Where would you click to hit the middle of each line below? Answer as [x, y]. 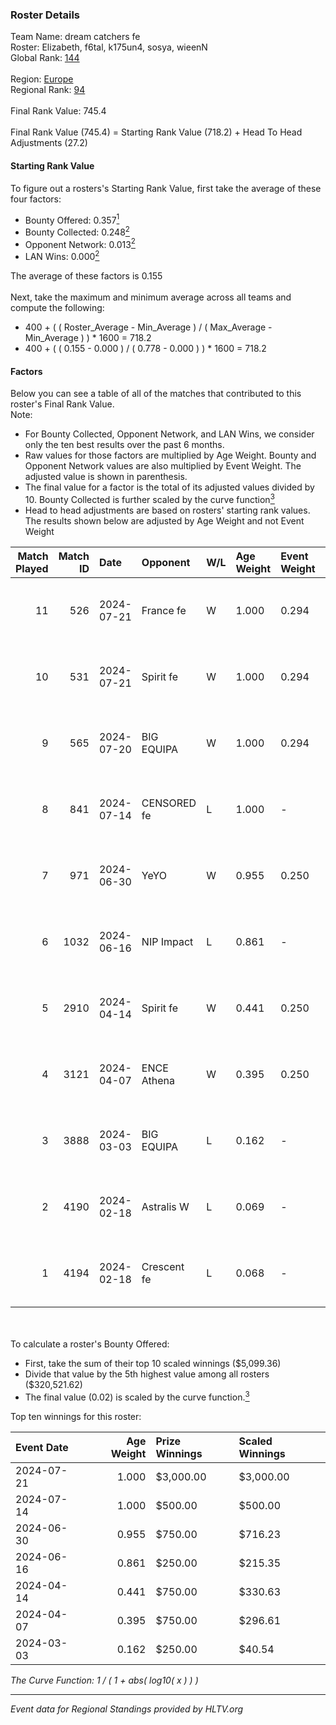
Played [32, 568]
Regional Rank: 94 [48, 90]
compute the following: [57, 308]
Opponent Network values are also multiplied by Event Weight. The [163, 466]
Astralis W [165, 1206]
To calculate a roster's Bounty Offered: [90, 1344]
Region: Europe [42, 79]
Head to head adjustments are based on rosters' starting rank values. [167, 510]
